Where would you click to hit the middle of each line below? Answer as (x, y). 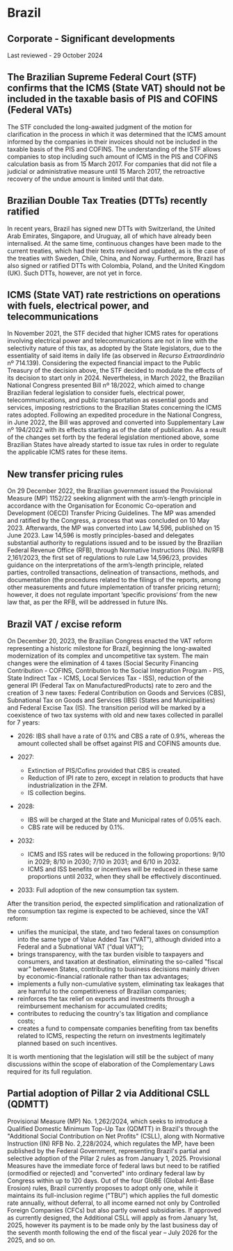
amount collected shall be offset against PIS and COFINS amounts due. (119, 743)
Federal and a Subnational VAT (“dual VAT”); (80, 947)
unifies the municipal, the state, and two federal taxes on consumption (118, 932)
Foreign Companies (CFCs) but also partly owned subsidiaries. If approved (114, 1210)
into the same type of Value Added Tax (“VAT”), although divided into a (119, 940)
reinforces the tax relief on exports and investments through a (106, 999)
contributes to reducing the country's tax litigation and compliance (113, 1014)
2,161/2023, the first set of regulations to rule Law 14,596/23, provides (107, 558)
